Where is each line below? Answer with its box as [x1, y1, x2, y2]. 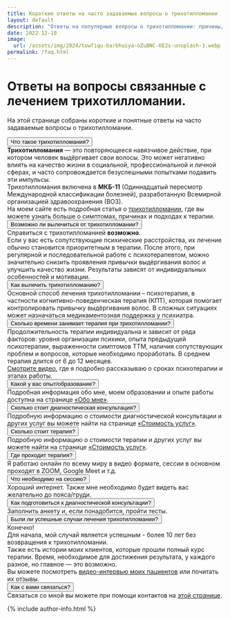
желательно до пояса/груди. [7, 490, 92, 499]
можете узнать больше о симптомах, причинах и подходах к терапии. [7, 212, 215, 220]
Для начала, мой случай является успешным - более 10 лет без [7, 530, 196, 539]
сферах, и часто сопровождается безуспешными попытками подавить [7, 167, 217, 176]
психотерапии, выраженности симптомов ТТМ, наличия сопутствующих [7, 342, 223, 350]
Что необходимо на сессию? [10, 475, 87, 483]
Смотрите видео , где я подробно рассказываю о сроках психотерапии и [7, 364, 223, 372]
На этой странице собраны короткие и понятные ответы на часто [7, 116, 202, 124]
